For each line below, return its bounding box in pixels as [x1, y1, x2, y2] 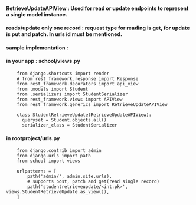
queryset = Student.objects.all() [21, 117, 107, 123]
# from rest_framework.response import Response [17, 75, 139, 82]
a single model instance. [6, 11, 68, 18]
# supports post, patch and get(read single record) [27, 178, 160, 185]
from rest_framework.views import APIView [17, 96, 123, 102]
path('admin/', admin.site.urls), [27, 174, 112, 180]
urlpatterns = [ [17, 168, 57, 174]
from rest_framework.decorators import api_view [17, 81, 139, 87]
